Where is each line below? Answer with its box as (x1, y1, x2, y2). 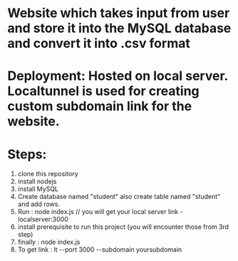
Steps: (7, 146, 47, 162)
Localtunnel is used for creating (7, 83, 200, 99)
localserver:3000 (17, 215, 69, 224)
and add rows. (17, 200, 61, 208)
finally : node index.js (17, 237, 81, 247)
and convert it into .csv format (7, 36, 190, 51)
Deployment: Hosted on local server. (7, 68, 228, 84)
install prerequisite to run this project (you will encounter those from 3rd (17, 222, 229, 231)
